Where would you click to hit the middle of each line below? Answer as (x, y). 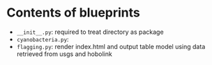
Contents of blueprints (73, 13)
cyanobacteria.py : (43, 39)
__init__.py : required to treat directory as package (90, 32)
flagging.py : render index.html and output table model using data (111, 46)
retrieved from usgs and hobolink (64, 54)
